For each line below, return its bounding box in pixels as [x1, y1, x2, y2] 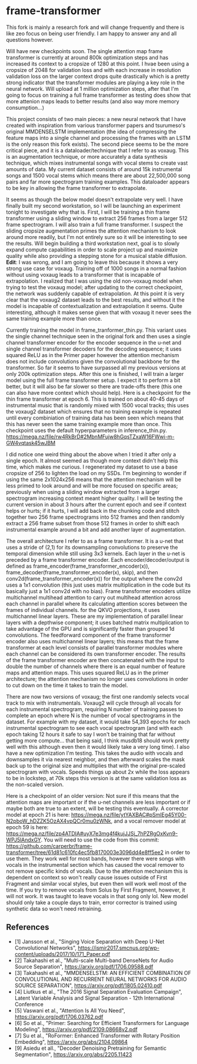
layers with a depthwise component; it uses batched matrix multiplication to [6, 618, 189, 626]
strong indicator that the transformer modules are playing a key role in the [6, 78, 185, 86]
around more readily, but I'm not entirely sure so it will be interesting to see [6, 233, 188, 240]
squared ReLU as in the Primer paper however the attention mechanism [6, 351, 179, 358]
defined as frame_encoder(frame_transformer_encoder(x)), [6, 562, 150, 569]
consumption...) [6, 104, 45, 111]
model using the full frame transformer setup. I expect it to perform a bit [6, 377, 181, 384]
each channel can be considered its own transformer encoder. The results [6, 650, 186, 657]
